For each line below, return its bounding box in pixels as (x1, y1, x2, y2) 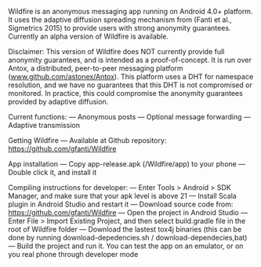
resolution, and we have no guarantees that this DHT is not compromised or (8, 80, 252, 90)
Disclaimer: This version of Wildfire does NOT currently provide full (8, 47, 225, 56)
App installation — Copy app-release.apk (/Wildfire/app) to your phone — (8, 159, 245, 168)
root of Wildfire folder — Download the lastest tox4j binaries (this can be (8, 225, 242, 234)
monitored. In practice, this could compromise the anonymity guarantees (8, 89, 243, 97)
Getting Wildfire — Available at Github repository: (8, 136, 167, 144)
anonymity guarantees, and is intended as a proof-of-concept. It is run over (8, 55, 252, 64)
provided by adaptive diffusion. (8, 97, 109, 106)
